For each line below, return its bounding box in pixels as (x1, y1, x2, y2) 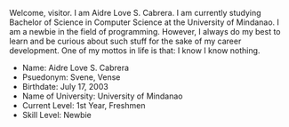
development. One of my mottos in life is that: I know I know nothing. (9, 45, 261, 56)
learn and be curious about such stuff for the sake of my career (9, 36, 242, 46)
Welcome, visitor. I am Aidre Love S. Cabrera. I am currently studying (9, 8, 261, 18)
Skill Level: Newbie (21, 110, 92, 120)
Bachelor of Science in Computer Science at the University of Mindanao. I (9, 17, 280, 28)
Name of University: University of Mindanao (21, 91, 183, 101)
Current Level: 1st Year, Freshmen (21, 100, 146, 110)
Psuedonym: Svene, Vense (21, 72, 121, 83)
